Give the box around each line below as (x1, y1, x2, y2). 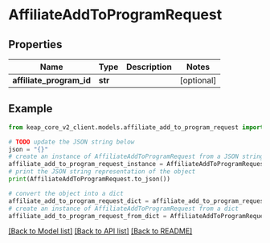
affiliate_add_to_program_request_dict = (8, 196, 149, 205)
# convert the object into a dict (8, 189, 125, 197)
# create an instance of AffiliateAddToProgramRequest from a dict (8, 205, 239, 213)
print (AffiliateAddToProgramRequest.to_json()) (8, 175, 171, 184)
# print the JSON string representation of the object (8, 168, 196, 176)
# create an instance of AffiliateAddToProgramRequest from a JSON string (8, 152, 264, 161)
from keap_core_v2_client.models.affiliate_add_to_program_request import (8, 123, 264, 132)
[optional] (179, 75, 217, 86)
